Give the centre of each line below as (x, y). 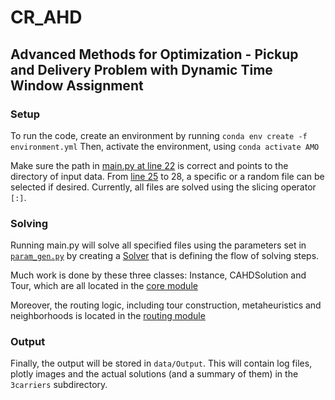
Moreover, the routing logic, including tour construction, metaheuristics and (166, 305)
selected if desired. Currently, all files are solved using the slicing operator (163, 187)
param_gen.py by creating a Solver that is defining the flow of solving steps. (165, 256)
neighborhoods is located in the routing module (108, 316)
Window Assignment (77, 85)
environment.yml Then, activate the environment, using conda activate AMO (165, 146)
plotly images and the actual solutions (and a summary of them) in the (154, 374)
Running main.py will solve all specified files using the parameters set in (158, 245)
